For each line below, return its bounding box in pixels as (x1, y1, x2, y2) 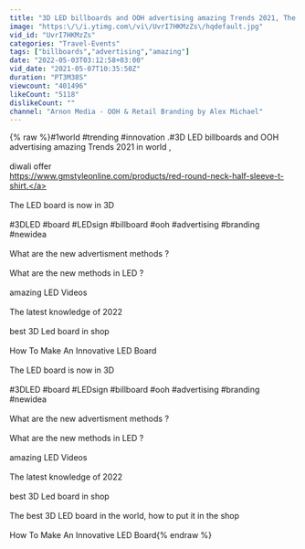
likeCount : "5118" (9, 90, 79, 99)
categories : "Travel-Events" (9, 38, 121, 48)
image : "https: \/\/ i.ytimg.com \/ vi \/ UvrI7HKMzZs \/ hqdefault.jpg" (9, 22, 263, 31)
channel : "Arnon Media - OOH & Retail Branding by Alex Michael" (9, 107, 263, 116)
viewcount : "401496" (9, 81, 89, 90)
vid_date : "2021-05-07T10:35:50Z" (9, 65, 142, 74)
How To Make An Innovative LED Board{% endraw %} (9, 530, 213, 541)
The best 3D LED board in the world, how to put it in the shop (9, 511, 240, 522)
